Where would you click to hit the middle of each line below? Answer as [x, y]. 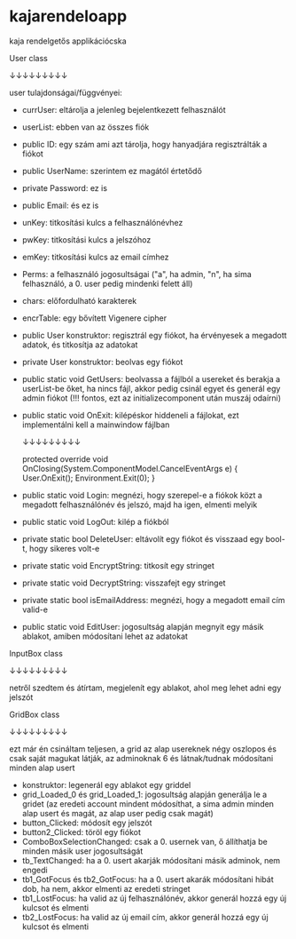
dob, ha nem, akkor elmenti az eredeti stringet [106, 888]
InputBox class [36, 653]
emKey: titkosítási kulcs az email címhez [95, 257]
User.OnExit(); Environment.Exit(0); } [88, 478]
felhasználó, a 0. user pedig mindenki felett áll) [107, 283]
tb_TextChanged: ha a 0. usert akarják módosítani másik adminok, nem [151, 860]
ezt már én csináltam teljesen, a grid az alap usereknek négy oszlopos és [143, 749]
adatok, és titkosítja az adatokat [80, 345]
